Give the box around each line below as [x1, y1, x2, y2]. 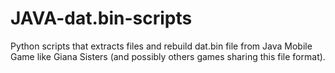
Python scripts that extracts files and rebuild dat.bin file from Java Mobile [10, 40, 313, 52]
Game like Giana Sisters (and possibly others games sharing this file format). [10, 50, 326, 62]
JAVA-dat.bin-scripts [10, 7, 193, 30]
